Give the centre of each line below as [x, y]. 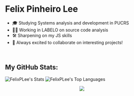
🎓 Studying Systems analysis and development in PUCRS [70, 23]
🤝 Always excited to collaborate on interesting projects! [67, 42]
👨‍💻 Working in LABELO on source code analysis [60, 30]
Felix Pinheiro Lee [41, 9]
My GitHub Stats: [32, 67]
